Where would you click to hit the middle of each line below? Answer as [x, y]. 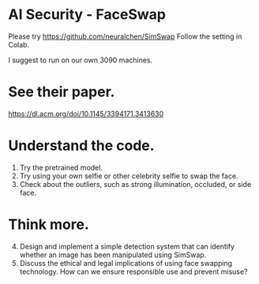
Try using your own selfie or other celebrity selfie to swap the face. [129, 176]
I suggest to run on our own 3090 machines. [81, 60]
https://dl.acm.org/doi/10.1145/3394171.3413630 [86, 114]
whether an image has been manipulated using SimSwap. [113, 255]
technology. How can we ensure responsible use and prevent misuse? [133, 271]
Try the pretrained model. [61, 167]
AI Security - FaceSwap [87, 15]
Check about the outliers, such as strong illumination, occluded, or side [135, 184]
